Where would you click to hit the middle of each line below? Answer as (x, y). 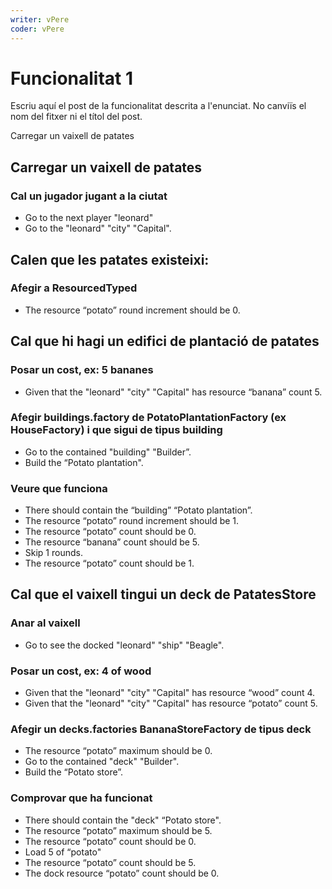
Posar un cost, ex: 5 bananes (82, 370)
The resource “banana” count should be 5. (112, 542)
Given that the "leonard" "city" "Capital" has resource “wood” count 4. (170, 693)
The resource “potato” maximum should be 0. (118, 751)
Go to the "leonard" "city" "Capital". (98, 228)
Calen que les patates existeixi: (110, 259)
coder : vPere (37, 29)
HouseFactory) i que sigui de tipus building (116, 430)
